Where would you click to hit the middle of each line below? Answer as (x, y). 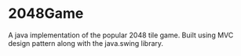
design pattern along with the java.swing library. (86, 43)
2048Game (46, 14)
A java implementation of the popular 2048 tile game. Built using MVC (121, 35)
